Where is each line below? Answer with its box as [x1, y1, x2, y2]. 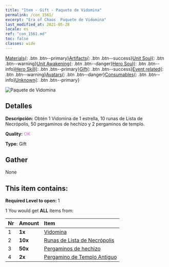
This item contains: [5, 184, 68, 193]
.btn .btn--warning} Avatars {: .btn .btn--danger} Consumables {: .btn [5, 71, 147, 78]
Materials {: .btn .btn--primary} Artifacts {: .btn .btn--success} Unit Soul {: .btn [5, 55, 165, 61]
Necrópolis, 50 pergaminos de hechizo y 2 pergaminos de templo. [5, 121, 145, 127]
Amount [18, 220, 39, 227]
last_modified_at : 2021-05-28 [5, 22, 70, 27]
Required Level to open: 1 [5, 198, 60, 204]
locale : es [5, 27, 29, 32]
